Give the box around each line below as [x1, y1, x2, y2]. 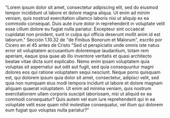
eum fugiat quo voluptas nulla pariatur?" [5, 107, 89, 113]
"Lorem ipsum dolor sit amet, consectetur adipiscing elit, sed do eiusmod [5, 5, 158, 10]
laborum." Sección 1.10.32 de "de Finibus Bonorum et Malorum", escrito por [5, 37, 162, 43]
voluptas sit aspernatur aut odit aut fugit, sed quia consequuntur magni [5, 64, 154, 70]
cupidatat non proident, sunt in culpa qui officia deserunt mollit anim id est [5, 32, 161, 37]
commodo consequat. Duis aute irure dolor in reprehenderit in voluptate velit [5, 20, 165, 26]
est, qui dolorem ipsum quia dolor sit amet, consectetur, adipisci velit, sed [5, 75, 159, 80]
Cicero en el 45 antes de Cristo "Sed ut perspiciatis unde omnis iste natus [5, 42, 160, 48]
